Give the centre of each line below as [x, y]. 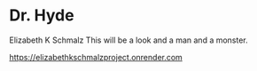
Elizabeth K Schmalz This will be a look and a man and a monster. [128, 40]
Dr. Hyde [42, 16]
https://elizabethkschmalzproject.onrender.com [96, 57]
